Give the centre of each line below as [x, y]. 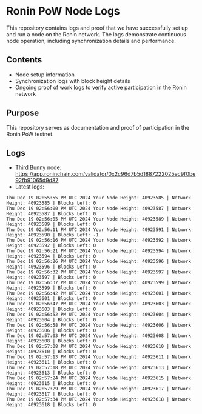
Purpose [23, 113]
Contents [24, 60]
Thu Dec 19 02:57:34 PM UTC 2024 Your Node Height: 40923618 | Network [99, 399]
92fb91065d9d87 [37, 181]
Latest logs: [29, 187]
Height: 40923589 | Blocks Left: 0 [51, 225]
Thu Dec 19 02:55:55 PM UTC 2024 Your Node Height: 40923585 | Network [99, 198]
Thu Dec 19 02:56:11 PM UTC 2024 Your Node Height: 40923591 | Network [99, 230]
